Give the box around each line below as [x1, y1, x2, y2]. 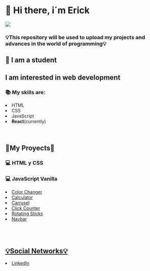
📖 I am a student [5, 56, 57, 65]
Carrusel [12, 199, 30, 205]
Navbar [12, 216, 27, 222]
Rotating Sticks [12, 210, 43, 217]
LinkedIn [12, 260, 29, 266]
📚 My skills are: [5, 88, 46, 96]
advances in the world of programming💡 [5, 40, 106, 47]
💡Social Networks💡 [5, 247, 68, 255]
